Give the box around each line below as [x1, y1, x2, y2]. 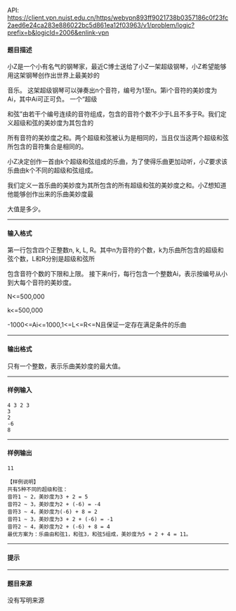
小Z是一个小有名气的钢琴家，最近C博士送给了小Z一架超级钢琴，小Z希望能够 [7, 63, 227, 71]
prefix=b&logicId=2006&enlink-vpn [7, 28, 110, 37]
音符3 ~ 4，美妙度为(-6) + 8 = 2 [7, 508, 98, 516]
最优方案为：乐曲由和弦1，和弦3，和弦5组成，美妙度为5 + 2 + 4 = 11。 [7, 531, 192, 538]
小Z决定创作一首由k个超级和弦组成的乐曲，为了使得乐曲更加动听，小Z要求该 [7, 158, 228, 166]
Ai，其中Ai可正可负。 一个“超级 [7, 95, 98, 103]
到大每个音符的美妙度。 [7, 278, 75, 287]
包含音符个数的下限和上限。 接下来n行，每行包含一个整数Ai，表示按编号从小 [7, 270, 228, 278]
